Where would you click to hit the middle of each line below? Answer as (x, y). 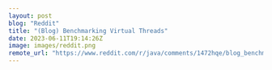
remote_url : (28, 53)
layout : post (30, 16)
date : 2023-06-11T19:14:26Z (56, 38)
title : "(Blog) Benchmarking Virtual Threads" (88, 31)
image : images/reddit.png (52, 46)
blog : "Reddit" (34, 23)
